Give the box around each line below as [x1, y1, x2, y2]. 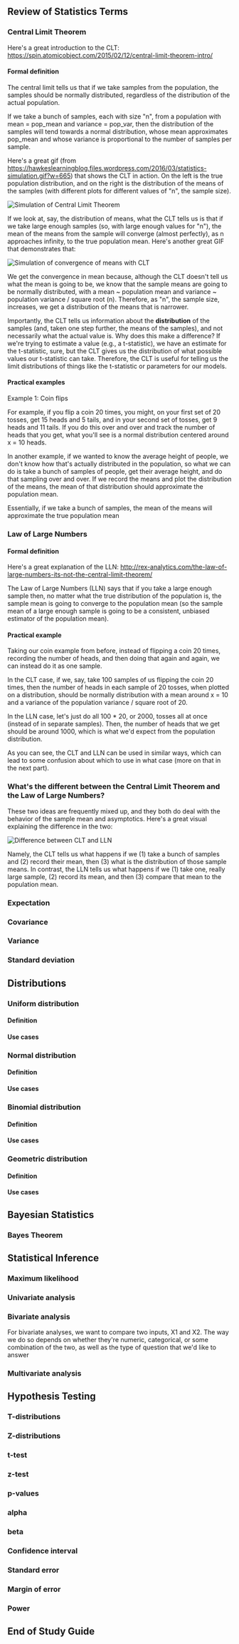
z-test [7, 1469, 29, 1479]
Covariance [7, 917, 48, 927]
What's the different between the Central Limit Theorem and [7, 781, 221, 791]
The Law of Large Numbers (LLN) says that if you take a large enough [7, 584, 212, 593]
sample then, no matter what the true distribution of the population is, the [7, 592, 222, 600]
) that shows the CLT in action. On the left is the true [70, 171, 223, 180]
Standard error [7, 1565, 60, 1575]
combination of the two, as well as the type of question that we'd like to [7, 1343, 217, 1351]
